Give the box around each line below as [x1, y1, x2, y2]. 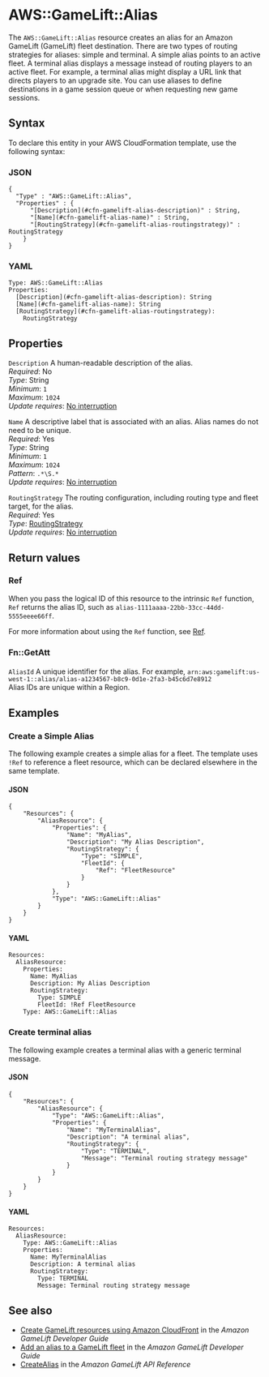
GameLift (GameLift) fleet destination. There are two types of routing [8, 41, 237, 50]
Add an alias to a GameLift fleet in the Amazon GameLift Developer [19, 1342, 245, 1352]
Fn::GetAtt [8, 646, 50, 658]
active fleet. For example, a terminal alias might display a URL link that [8, 66, 241, 76]
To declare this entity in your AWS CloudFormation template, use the [8, 138, 237, 148]
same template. [8, 766, 60, 776]
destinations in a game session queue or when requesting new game [8, 84, 238, 94]
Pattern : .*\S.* [8, 469, 59, 478]
